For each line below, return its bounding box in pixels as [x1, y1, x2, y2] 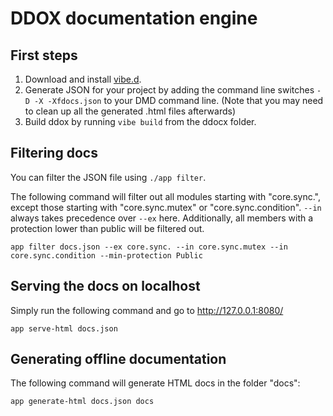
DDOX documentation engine [10, 7, 258, 30]
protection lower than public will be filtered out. [10, 222, 205, 234]
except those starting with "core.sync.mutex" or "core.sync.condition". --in [10, 201, 322, 213]
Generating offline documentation [10, 351, 227, 368]
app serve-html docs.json [10, 323, 118, 334]
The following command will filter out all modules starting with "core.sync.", [10, 190, 321, 202]
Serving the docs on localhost [10, 278, 201, 295]
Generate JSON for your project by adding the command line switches [24, 84, 315, 96]
